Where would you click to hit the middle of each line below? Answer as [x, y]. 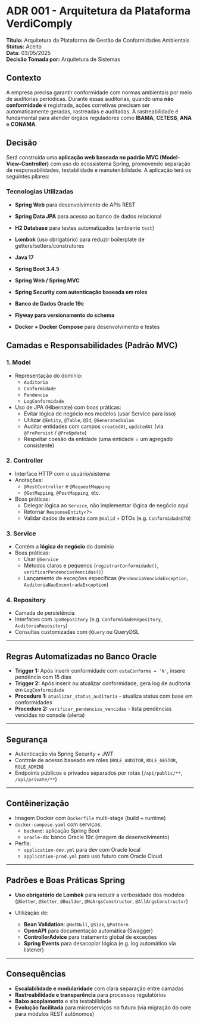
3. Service [21, 534]
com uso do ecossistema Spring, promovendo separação [120, 164]
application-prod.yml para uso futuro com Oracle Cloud [93, 856]
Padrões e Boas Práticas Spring [65, 881]
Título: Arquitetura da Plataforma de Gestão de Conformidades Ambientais [98, 40]
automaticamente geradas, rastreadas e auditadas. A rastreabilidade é [92, 111]
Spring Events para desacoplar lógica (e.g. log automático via [100, 943]
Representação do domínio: [49, 375]
